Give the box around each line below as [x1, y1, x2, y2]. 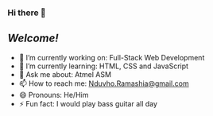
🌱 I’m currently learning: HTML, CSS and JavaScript [18, 61, 188, 71]
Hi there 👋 [7, 7, 47, 18]
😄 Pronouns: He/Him [18, 90, 89, 99]
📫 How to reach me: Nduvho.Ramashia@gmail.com [18, 79, 189, 88]
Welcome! [7, 32, 59, 45]
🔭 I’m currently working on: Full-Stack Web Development [18, 52, 205, 62]
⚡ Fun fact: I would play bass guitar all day [18, 99, 158, 108]
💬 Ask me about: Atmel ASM [18, 69, 112, 79]
